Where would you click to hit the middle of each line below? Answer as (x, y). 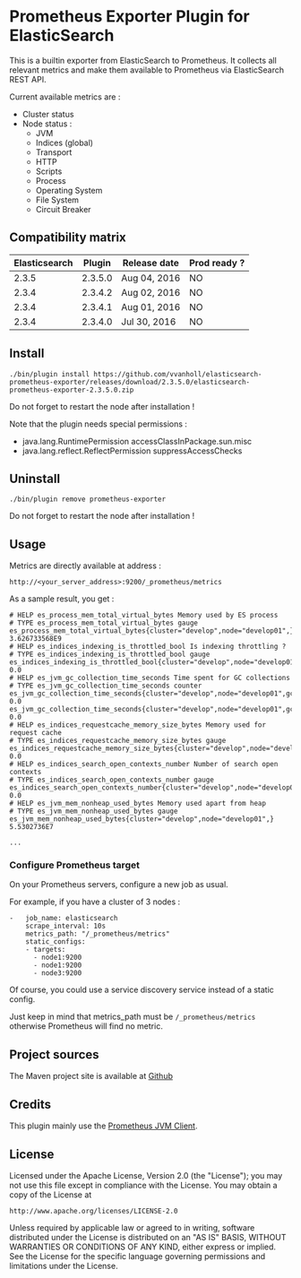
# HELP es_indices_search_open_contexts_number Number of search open (144, 764)
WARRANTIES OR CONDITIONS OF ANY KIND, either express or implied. (142, 1247)
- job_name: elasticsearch (64, 919)
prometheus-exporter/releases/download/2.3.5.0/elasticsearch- (130, 382)
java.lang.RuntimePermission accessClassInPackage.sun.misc (137, 441)
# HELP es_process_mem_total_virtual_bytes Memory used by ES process (144, 616)
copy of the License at (51, 1195)
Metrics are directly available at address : (85, 566)
